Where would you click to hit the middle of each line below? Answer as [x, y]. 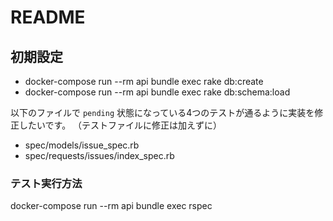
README [48, 17]
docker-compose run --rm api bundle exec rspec [111, 206]
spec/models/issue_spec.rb [82, 145]
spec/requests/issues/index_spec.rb [99, 155]
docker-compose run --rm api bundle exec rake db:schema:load [157, 92]
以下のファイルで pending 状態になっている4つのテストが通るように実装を [162, 112]
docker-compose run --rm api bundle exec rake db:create [144, 81]
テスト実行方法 [46, 183]
